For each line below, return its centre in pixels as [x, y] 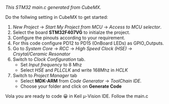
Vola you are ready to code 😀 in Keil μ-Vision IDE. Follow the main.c [77, 96]
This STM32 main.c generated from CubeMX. [53, 7]
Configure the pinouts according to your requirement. [69, 38]
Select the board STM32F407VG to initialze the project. [71, 32]
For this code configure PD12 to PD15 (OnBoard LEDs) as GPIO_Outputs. [88, 43]
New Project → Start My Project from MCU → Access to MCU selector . [87, 27]
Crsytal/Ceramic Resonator [41, 54]
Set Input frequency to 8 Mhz [51, 65]
